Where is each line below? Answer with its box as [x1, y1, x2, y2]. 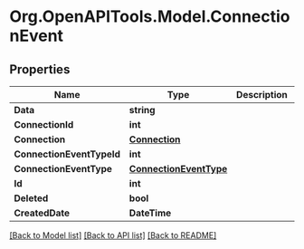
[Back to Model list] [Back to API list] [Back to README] [9, 230, 217, 241]
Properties [9, 62, 71, 77]
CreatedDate [14, 206, 71, 219]
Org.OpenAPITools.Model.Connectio [9, 6, 291, 27]
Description [236, 89, 288, 101]
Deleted [14, 192, 49, 205]
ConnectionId [14, 119, 74, 130]
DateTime [128, 206, 172, 219]
